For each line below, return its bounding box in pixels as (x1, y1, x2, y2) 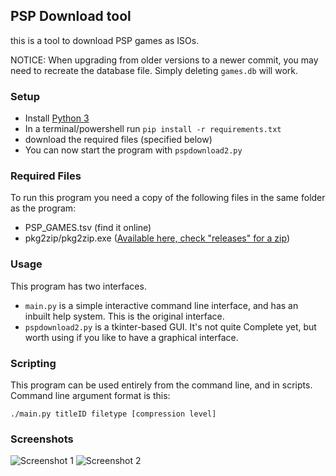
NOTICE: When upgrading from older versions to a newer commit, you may (10, 54, 319, 66)
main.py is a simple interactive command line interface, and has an (24, 299, 299, 311)
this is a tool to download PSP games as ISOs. (10, 34, 200, 46)
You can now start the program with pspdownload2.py (24, 144, 243, 156)
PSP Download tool (10, 8, 132, 25)
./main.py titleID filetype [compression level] (10, 409, 217, 419)
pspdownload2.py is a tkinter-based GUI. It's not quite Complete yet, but (24, 320, 317, 333)
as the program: (10, 202, 77, 214)
